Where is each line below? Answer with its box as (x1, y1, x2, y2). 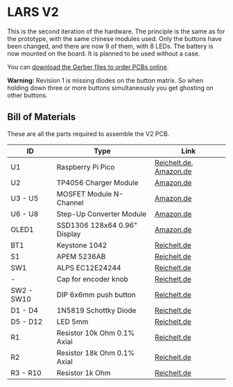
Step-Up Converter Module (56, 209, 147, 219)
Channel (56, 197, 85, 207)
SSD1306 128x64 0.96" (56, 220, 137, 230)
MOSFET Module (56, 189, 112, 199)
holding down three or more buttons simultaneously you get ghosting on (7, 83, 214, 92)
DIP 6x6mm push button (56, 290, 137, 299)
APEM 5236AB (56, 252, 106, 261)
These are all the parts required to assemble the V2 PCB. (7, 129, 170, 138)
